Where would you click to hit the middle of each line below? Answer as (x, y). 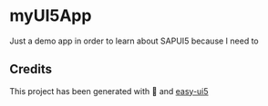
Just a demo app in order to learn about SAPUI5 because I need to (134, 41)
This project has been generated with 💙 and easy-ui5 (109, 91)
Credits (31, 69)
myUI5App (51, 16)
